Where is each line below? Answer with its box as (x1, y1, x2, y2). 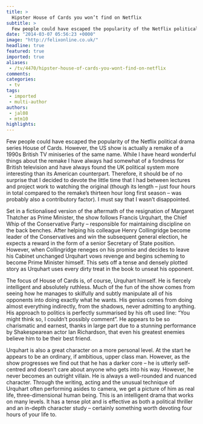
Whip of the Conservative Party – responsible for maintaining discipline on (6, 220, 191, 227)
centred (6, 366, 26, 373)
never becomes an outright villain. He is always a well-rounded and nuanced (6, 373, 197, 380)
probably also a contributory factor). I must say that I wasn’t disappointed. (6, 196, 190, 203)
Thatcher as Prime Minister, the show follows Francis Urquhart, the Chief (6, 214, 187, 221)
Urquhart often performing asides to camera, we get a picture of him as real (6, 385, 195, 393)
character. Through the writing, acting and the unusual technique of (6, 379, 175, 386)
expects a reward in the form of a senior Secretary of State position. (6, 240, 176, 247)
